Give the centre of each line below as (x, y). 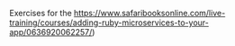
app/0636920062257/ (51, 32)
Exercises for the (41, 13)
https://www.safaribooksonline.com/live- (149, 13)
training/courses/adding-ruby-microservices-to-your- (109, 23)
